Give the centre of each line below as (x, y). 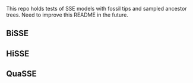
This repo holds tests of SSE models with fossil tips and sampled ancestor (96, 9)
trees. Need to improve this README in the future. (67, 15)
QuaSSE (21, 74)
